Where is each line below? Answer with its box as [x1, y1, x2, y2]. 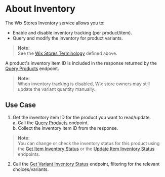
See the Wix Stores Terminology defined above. [17, 50, 117, 56]
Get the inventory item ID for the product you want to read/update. [12, 114, 151, 120]
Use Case [5, 101, 36, 110]
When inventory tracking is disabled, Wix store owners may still [17, 81, 150, 87]
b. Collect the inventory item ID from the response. [12, 125, 118, 131]
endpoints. [17, 151, 40, 157]
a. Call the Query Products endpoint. [12, 120, 89, 126]
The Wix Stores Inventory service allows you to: [5, 20, 105, 26]
